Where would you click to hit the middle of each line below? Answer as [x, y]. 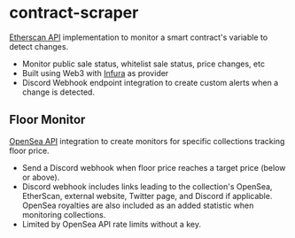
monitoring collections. [64, 214]
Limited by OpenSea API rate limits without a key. [112, 224]
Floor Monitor [47, 120]
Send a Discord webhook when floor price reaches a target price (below [154, 167]
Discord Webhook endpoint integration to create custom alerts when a [150, 82]
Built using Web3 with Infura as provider [95, 73]
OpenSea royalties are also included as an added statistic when [138, 205]
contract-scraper [74, 13]
